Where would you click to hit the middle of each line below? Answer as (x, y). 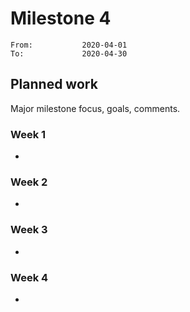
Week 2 (29, 182)
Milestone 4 (61, 18)
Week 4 (29, 277)
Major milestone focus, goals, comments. (95, 108)
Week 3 (29, 230)
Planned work (54, 84)
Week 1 (28, 134)
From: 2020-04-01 (69, 45)
